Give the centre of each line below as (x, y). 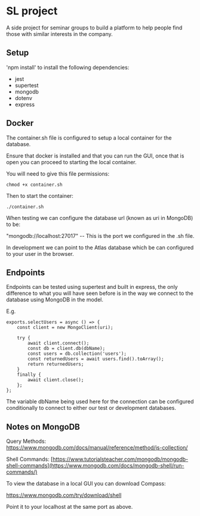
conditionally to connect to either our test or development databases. (91, 408)
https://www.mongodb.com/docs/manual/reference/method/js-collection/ (97, 448)
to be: (13, 224)
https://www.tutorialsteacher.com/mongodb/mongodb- (121, 459)
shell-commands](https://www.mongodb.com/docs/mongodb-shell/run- (95, 466)
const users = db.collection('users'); (77, 354)
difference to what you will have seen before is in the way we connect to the (100, 293)
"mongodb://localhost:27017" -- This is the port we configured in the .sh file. (100, 236)
